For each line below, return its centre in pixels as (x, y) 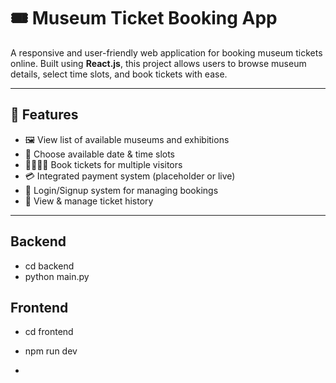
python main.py (57, 276)
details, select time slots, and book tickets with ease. (119, 74)
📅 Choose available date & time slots (99, 154)
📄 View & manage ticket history (89, 201)
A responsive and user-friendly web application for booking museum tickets (166, 52)
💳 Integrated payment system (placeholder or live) (130, 176)
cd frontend (49, 332)
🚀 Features (44, 115)
